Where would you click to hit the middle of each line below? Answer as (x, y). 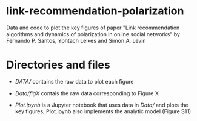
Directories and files (58, 65)
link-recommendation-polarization (95, 11)
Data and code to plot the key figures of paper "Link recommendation (93, 28)
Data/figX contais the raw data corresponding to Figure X (87, 93)
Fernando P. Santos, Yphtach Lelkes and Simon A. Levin (76, 40)
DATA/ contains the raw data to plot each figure (74, 81)
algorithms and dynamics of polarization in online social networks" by (93, 34)
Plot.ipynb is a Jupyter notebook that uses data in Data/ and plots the (102, 105)
